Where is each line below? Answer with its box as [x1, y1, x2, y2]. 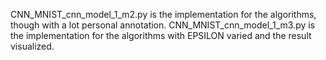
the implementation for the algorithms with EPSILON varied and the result [10, 30, 312, 41]
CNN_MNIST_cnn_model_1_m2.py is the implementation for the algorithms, [10, 9, 317, 20]
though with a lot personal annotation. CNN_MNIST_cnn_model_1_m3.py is [10, 19, 316, 31]
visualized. [10, 40, 55, 52]
